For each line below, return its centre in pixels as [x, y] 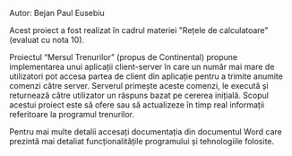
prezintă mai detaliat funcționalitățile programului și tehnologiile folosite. [142, 141]
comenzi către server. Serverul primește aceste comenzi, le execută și [139, 86]
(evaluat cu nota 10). [47, 40]
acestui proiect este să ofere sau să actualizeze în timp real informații [137, 105]
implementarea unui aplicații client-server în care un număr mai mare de [142, 67]
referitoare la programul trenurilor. [72, 114]
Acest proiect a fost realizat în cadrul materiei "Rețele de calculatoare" [139, 30]
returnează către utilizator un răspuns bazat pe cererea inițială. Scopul [139, 95]
